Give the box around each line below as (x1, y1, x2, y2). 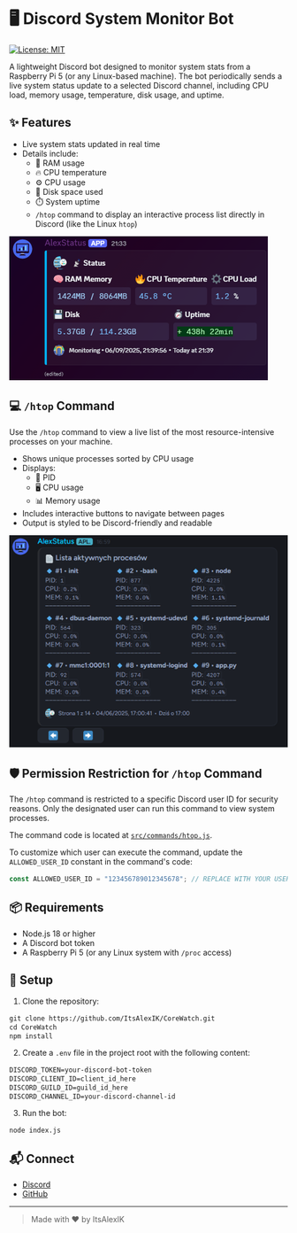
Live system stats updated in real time (21, 138, 161, 149)
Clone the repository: (21, 996, 100, 1007)
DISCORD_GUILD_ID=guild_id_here (9, 1083, 128, 1092)
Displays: (21, 462, 56, 473)
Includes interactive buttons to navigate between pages (21, 508, 225, 518)
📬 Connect (9, 1151, 75, 1167)
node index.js (9, 1126, 62, 1136)
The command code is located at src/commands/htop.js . (9, 829, 213, 840)
